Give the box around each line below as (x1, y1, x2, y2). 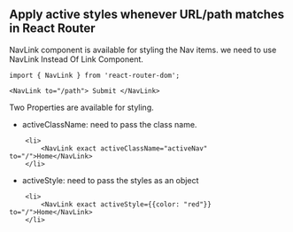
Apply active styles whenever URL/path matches (9, 7, 285, 22)
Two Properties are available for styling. (9, 102, 155, 112)
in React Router (9, 21, 96, 36)
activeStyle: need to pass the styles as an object (21, 174, 199, 185)
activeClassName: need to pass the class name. (21, 119, 197, 129)
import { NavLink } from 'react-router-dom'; (9, 71, 180, 80)
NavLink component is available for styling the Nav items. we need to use (9, 44, 277, 55)
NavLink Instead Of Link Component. (9, 53, 144, 65)
